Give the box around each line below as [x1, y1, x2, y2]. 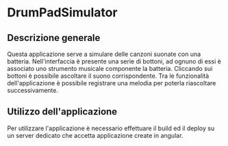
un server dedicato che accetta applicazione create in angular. [7, 131, 183, 139]
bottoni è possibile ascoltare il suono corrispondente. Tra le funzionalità [7, 72, 210, 80]
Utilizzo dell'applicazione [7, 106, 118, 117]
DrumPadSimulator [7, 5, 118, 20]
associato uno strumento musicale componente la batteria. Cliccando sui [7, 65, 213, 72]
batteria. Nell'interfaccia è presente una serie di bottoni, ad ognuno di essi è [7, 57, 221, 65]
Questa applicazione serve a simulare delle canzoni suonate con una [7, 50, 201, 58]
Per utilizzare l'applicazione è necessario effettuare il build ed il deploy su [7, 124, 215, 132]
